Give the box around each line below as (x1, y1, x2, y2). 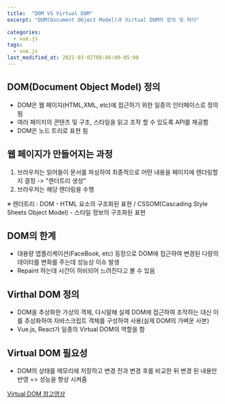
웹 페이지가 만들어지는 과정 (7, 149, 113, 160)
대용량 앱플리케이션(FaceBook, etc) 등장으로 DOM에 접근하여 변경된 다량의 (16, 249, 219, 257)
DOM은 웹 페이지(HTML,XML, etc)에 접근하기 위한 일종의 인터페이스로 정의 (16, 101, 219, 109)
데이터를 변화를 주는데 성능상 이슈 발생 (16, 258, 120, 266)
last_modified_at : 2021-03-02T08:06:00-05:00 (7, 54, 139, 62)
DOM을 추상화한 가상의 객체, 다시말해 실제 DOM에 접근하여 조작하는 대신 (16, 308, 212, 316)
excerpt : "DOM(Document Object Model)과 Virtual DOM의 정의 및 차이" (7, 16, 200, 23)
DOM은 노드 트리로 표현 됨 (16, 126, 88, 134)
